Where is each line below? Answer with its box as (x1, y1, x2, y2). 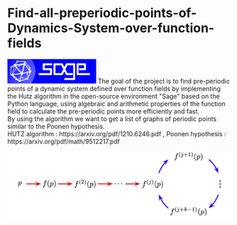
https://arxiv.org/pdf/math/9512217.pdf (7, 137, 121, 146)
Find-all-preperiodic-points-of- (7, 5, 197, 21)
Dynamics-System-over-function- (7, 20, 215, 36)
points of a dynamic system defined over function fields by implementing (7, 84, 221, 93)
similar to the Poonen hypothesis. (7, 122, 105, 131)
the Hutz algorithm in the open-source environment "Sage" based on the (7, 92, 220, 101)
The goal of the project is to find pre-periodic (97, 77, 231, 86)
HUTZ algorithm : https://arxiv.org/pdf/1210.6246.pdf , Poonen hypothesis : (7, 130, 226, 138)
